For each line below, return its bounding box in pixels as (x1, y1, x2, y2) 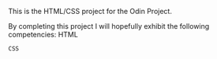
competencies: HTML (8, 30, 79, 39)
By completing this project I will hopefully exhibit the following (8, 22, 210, 30)
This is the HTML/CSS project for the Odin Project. (8, 7, 172, 16)
